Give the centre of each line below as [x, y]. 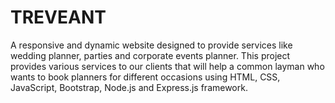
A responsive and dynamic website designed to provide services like [151, 45]
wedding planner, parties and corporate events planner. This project [150, 55]
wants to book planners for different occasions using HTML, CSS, [145, 77]
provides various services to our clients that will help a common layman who [167, 66]
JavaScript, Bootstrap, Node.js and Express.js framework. [129, 87]
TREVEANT [58, 17]
